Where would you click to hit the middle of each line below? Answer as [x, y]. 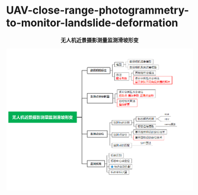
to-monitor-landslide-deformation [92, 23]
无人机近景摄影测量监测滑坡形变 [100, 40]
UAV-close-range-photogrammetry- [98, 10]
